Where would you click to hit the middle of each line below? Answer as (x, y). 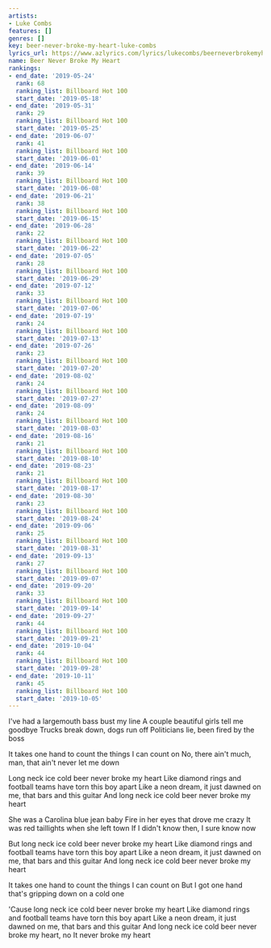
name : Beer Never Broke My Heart (65, 61)
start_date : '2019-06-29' (59, 278)
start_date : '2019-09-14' (59, 608)
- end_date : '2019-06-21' (52, 196)
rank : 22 (30, 234)
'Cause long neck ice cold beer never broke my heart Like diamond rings (129, 909)
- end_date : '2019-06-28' (52, 226)
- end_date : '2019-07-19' (52, 315)
